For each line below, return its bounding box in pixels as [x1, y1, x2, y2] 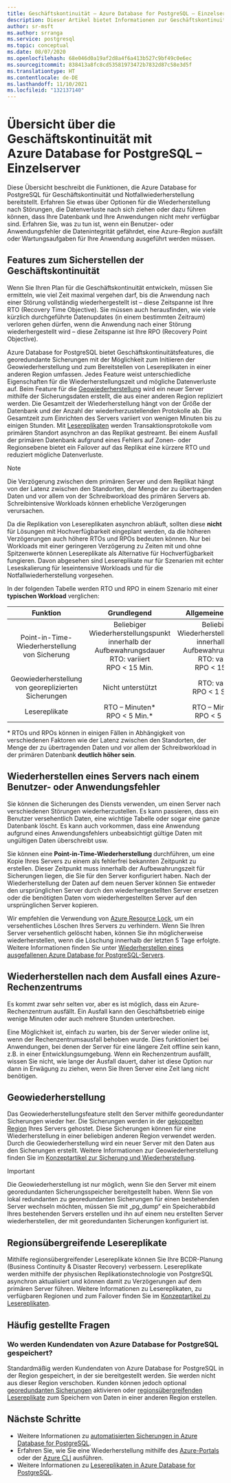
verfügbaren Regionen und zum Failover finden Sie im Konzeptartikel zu [7, 1292, 211, 1300]
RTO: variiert [109, 654, 151, 663]
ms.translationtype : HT [7, 68, 76, 74]
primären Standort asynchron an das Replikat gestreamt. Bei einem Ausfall [7, 428, 218, 437]
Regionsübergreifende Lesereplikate [7, 1237, 167, 1249]
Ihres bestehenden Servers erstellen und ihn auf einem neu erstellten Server [7, 1210, 223, 1218]
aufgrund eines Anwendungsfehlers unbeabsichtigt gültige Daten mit [7, 829, 203, 837]
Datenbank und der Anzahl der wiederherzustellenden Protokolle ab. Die [7, 406, 212, 415]
